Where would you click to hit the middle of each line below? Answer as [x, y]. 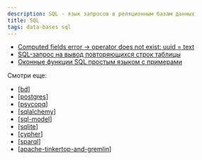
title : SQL [23, 20]
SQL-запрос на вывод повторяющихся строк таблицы [99, 54]
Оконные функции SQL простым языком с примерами [100, 62]
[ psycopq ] [33, 104]
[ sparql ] [29, 142]
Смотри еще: [27, 75]
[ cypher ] [30, 134]
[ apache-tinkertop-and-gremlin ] [64, 149]
